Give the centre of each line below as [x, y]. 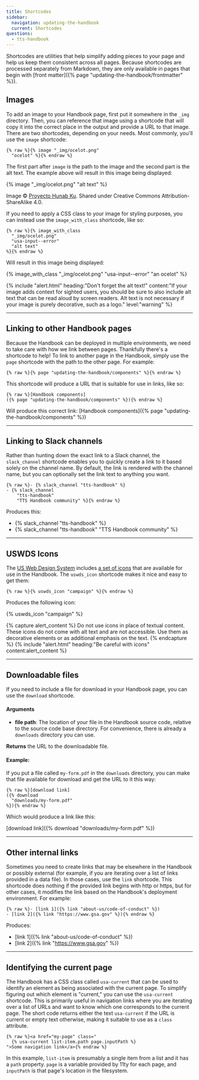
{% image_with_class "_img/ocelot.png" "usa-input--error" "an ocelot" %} [97, 274]
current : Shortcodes [37, 28]
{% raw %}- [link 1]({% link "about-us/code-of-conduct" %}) [83, 909]
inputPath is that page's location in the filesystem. [67, 1071]
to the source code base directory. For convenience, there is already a [100, 729]
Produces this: [24, 512]
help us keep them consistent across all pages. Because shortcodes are [94, 62]
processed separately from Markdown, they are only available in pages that [98, 69]
